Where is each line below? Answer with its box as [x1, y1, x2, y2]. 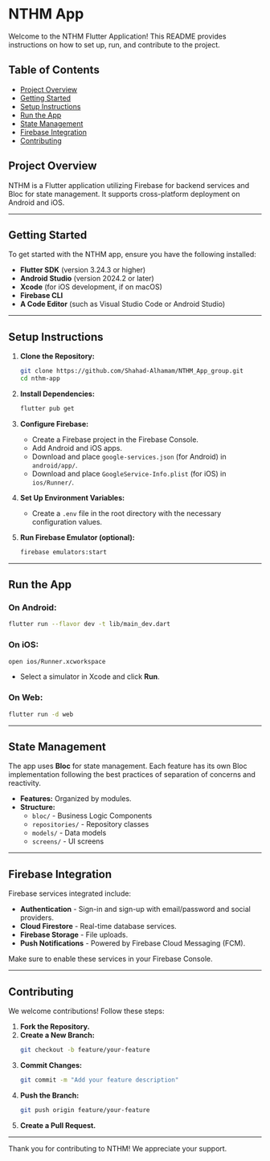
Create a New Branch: [19, 1030, 95, 1040]
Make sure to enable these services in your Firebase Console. [8, 954, 213, 964]
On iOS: [8, 640, 39, 651]
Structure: [19, 803, 55, 812]
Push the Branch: [19, 1090, 80, 1100]
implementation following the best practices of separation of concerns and [8, 770, 256, 779]
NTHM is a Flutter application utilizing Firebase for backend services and [8, 180, 250, 190]
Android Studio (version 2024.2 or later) [19, 274, 154, 284]
